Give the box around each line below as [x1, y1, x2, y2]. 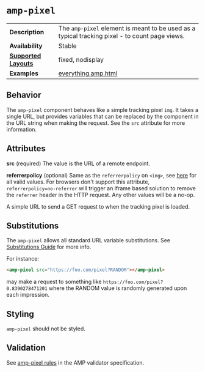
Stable [58, 42, 77, 50]
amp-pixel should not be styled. [6, 325, 85, 332]
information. [6, 125, 37, 133]
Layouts [9, 59, 34, 67]
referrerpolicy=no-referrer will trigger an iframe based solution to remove [6, 184, 196, 192]
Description [9, 28, 45, 36]
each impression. [6, 291, 50, 299]
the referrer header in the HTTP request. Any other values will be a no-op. [6, 191, 195, 198]
